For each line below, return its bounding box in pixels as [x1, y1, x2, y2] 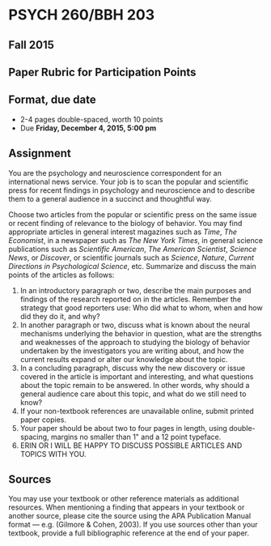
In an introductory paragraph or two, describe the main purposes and [19, 285, 252, 295]
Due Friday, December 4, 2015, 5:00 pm [19, 123, 156, 133]
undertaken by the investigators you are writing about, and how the [19, 346, 244, 356]
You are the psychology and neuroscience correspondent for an [8, 168, 222, 177]
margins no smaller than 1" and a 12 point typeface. [50, 432, 222, 441]
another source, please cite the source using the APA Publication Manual [8, 511, 252, 521]
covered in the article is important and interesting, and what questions [19, 371, 254, 382]
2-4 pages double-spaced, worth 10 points [19, 114, 163, 124]
